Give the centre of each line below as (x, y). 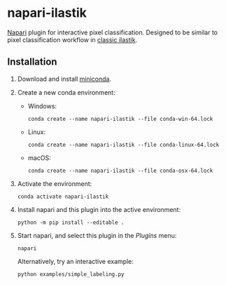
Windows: (42, 106)
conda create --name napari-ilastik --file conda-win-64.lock (120, 119)
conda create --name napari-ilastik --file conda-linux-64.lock (123, 145)
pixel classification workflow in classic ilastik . (72, 39)
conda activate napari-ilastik (63, 197)
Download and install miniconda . (64, 79)
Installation (32, 62)
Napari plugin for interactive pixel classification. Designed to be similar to (113, 32)
